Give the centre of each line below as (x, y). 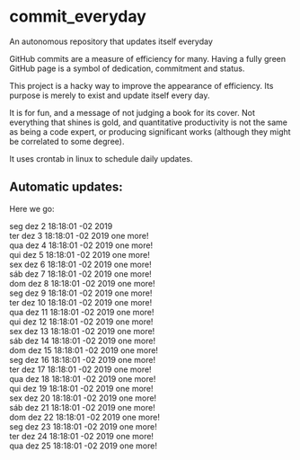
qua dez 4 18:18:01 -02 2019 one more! (81, 245)
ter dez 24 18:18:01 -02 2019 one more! (82, 436)
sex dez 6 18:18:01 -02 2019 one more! (80, 264)
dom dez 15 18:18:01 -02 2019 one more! (84, 350)
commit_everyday (78, 17)
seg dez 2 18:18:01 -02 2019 (61, 226)
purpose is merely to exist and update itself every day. (110, 95)
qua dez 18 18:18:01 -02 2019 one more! (83, 378)
